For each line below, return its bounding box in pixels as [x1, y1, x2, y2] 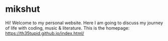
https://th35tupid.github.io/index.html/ [5, 30, 85, 36]
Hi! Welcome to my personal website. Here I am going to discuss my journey [5, 20, 163, 26]
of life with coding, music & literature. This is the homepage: [5, 25, 130, 31]
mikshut [5, 3, 40, 15]
